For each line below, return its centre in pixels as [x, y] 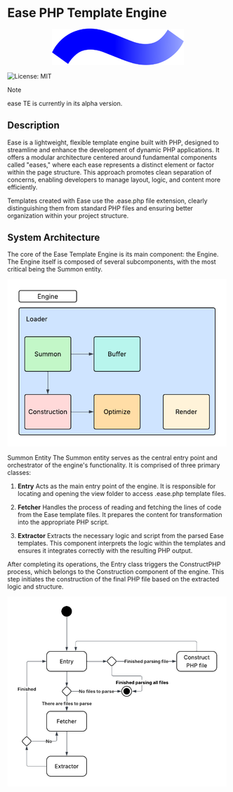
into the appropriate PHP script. [63, 522]
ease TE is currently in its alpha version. [65, 103]
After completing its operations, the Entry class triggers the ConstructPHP [114, 564]
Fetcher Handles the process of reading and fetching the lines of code [119, 507]
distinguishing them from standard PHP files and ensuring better [100, 208]
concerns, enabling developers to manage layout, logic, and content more [114, 180]
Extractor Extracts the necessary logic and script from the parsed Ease [121, 535]
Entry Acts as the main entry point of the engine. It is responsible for [116, 486]
